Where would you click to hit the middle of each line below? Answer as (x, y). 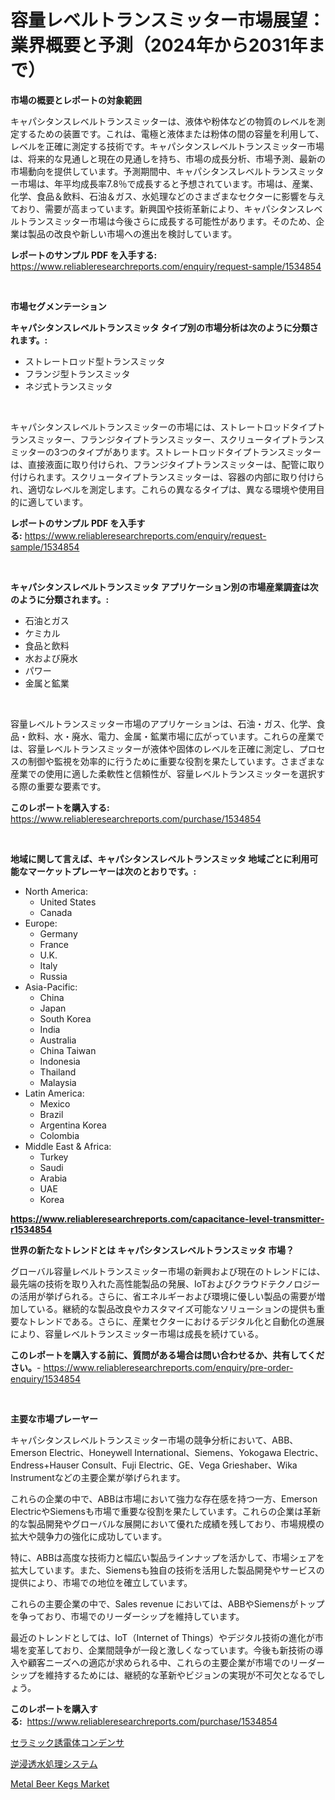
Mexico (55, 1103)
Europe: (41, 923)
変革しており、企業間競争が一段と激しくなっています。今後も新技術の (171, 1650)
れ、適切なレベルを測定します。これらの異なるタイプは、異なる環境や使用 (163, 489)
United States (68, 902)
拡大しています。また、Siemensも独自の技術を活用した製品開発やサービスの (167, 1570)
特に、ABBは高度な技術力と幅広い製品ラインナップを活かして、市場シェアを (167, 1557)
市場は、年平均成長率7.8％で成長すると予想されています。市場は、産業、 (168, 183)
